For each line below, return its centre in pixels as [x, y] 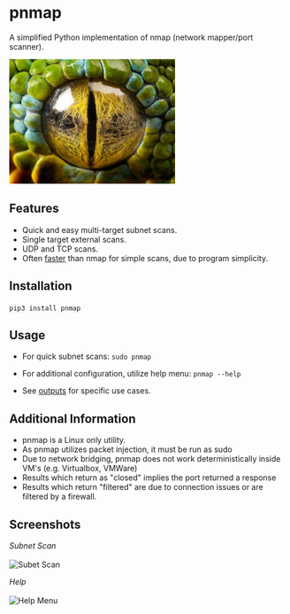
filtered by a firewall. [59, 497]
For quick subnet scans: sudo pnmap [87, 356]
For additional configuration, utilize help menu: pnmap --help [131, 374]
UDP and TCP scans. [60, 249]
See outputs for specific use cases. [87, 391]
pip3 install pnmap [45, 308]
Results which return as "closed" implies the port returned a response [149, 478]
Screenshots [45, 524]
